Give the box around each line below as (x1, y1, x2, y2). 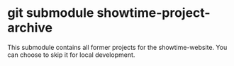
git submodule (7, 5, 94, 21)
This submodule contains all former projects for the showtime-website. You (7, 43, 228, 51)
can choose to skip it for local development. (7, 51, 135, 59)
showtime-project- (96, 5, 211, 21)
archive (7, 20, 53, 36)
